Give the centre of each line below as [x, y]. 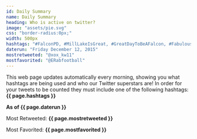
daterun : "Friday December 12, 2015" [52, 50]
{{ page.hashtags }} [31, 95]
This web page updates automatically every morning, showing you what [93, 77]
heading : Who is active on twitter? [51, 22]
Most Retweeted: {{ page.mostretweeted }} [60, 118]
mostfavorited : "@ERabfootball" [45, 60]
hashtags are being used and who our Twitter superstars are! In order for [94, 83]
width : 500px [22, 39]
